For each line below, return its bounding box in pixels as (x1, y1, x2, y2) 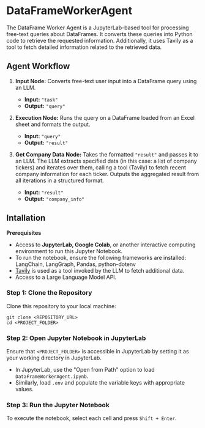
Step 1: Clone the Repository (6, 289, 92, 297)
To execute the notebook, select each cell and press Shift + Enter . (6, 415, 177, 422)
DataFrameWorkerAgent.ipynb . (15, 372, 89, 380)
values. (15, 386, 34, 393)
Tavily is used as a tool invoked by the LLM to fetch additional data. (15, 267, 185, 274)
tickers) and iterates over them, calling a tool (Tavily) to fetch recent (15, 163, 187, 171)
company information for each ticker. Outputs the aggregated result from (15, 170, 199, 177)
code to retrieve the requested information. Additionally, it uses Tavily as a (6, 37, 193, 44)
